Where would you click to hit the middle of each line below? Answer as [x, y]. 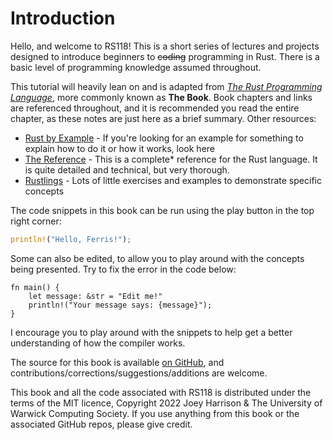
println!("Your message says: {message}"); [120, 305]
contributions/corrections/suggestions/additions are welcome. [139, 373]
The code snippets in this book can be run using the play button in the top [162, 210]
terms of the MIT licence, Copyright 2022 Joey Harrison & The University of [166, 403]
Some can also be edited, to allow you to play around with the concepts [157, 258]
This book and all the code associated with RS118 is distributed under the [161, 392]
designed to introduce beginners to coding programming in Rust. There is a [165, 56]
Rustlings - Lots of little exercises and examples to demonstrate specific [173, 180]
